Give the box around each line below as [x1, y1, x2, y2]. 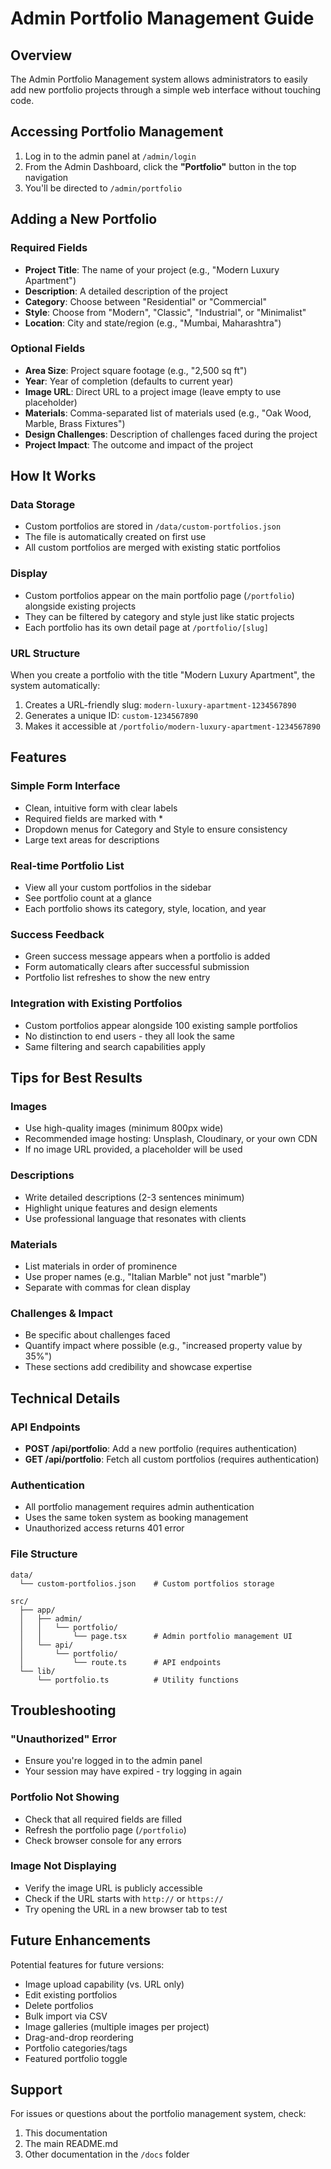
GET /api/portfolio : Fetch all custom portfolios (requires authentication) [24, 1453, 320, 1465]
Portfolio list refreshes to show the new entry [24, 972, 211, 984]
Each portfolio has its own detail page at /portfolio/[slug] [24, 621, 269, 633]
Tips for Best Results [10, 1070, 143, 1087]
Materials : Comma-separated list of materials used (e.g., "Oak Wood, [24, 407, 312, 419]
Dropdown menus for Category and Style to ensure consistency [24, 823, 288, 835]
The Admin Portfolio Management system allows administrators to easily [10, 73, 308, 85]
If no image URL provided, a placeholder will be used [24, 1143, 243, 1156]
